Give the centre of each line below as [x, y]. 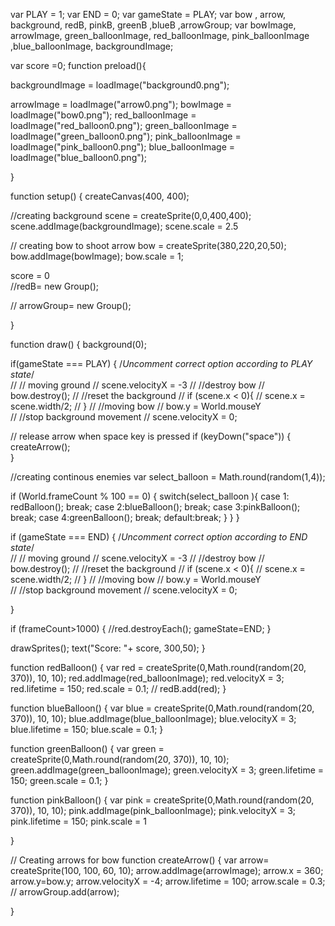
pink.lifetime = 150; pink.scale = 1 [78, 821]
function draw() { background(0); [78, 344]
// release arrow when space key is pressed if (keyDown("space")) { [151, 436]
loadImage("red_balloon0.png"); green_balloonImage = [124, 125]
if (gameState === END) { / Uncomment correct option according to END [159, 537]
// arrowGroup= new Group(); [71, 305]
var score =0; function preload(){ [78, 65]
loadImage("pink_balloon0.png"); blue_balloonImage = [123, 147]
